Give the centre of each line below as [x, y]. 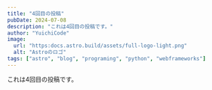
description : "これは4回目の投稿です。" [60, 26]
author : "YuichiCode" [38, 33]
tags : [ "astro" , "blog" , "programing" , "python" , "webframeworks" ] [107, 59]
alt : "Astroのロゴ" [40, 53]
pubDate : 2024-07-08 [37, 20]
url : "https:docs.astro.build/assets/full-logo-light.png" [100, 46]
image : [17, 39]
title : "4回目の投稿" [36, 13]
